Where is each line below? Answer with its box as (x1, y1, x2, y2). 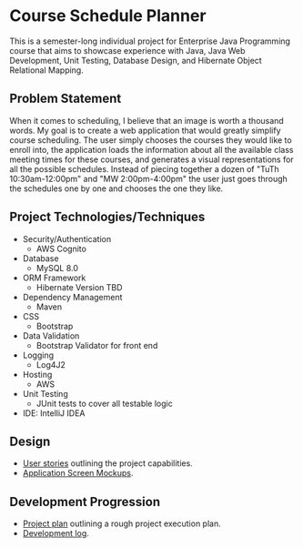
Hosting (22, 369, 53, 380)
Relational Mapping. (9, 65, 84, 76)
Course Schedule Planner (9, 5, 207, 26)
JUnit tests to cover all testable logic (35, 398, 173, 409)
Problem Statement (9, 91, 122, 107)
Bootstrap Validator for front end (35, 340, 158, 350)
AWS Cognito (35, 243, 86, 254)
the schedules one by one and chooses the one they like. (9, 183, 224, 194)
